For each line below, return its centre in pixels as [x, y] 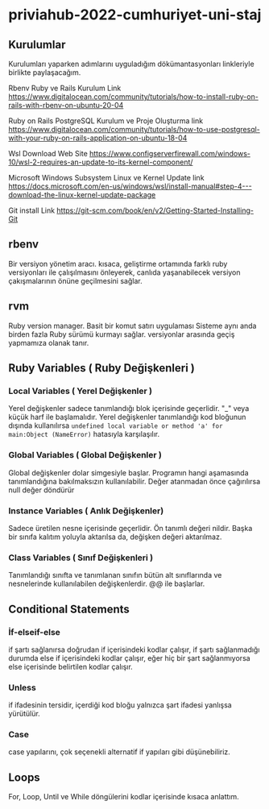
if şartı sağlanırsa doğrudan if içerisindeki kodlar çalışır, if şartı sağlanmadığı [134, 649]
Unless [22, 687]
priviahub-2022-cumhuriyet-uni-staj [135, 15]
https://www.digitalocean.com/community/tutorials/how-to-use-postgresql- [134, 129]
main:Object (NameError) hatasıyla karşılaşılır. [84, 434]
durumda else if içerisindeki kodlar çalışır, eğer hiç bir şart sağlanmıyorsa [130, 658]
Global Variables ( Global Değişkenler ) [85, 455]
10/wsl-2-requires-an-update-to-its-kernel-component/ [101, 162]
